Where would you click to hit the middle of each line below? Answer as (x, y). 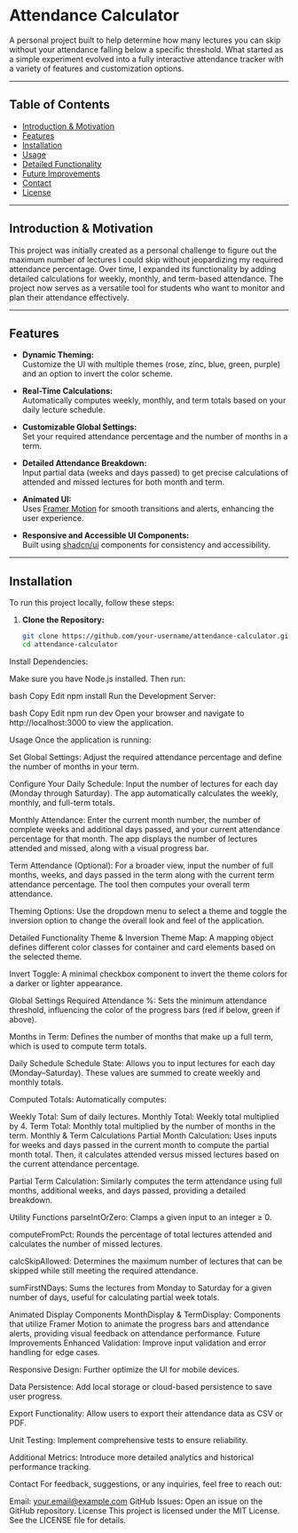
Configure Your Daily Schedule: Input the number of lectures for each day (144, 783)
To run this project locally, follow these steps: (92, 603)
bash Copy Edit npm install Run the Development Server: (113, 695)
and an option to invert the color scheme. (97, 373)
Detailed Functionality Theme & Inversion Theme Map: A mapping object (141, 937)
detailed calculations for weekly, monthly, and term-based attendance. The (146, 278)
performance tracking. (50, 1466)
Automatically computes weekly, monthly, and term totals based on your (154, 400)
